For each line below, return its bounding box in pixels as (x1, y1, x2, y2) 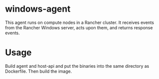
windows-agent (5, 3, 71, 15)
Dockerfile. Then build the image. (5, 68, 72, 74)
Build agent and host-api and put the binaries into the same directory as (5, 63, 150, 69)
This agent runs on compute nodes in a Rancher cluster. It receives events (5, 20, 155, 25)
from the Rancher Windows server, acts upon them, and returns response (5, 24, 153, 30)
